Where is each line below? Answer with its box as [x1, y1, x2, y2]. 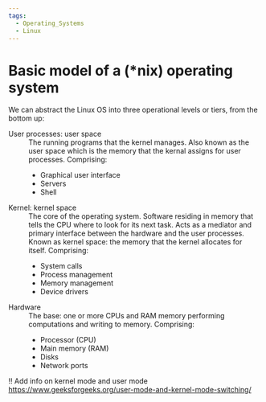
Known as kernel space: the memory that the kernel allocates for [28, 237, 243, 247]
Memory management [39, 278, 114, 288]
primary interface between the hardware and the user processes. [28, 228, 245, 238]
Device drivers [39, 287, 88, 297]
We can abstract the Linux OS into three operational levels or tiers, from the [8, 105, 259, 115]
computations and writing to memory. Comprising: [28, 319, 195, 330]
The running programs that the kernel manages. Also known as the [28, 137, 250, 147]
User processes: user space [8, 129, 102, 139]
